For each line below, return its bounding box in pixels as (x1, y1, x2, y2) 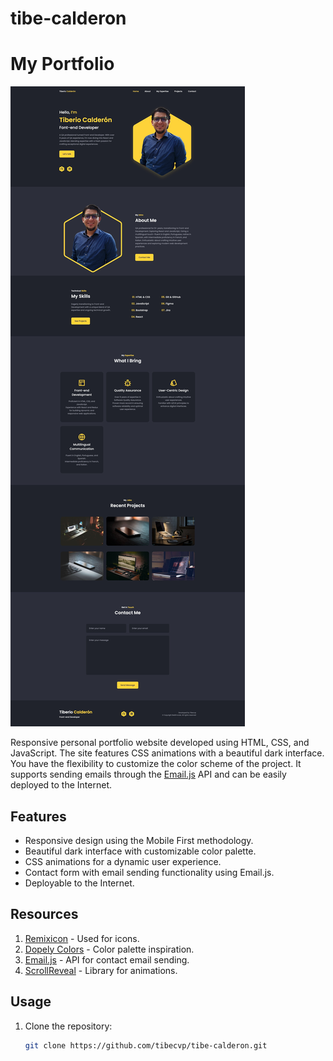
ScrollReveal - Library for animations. (24, 964, 178, 976)
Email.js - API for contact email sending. (24, 953, 190, 966)
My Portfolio (10, 53, 115, 76)
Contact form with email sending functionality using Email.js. (24, 866, 275, 878)
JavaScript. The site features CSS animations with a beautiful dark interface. (10, 747, 325, 759)
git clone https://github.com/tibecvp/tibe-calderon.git (24, 1040, 268, 1051)
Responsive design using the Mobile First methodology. (24, 834, 254, 846)
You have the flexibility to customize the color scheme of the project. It (10, 758, 302, 770)
